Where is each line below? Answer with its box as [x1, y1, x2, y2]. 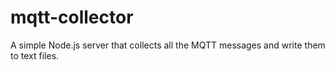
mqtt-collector [10, 6, 134, 29]
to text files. [10, 49, 60, 61]
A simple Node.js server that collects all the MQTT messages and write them [10, 39, 326, 51]
